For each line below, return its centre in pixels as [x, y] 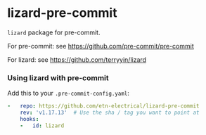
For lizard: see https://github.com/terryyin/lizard [77, 59]
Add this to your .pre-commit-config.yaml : [69, 94]
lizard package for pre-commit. [54, 32]
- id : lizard [42, 126]
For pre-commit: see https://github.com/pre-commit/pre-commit [101, 46]
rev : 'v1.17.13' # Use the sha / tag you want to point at [110, 113]
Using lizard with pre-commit [58, 77]
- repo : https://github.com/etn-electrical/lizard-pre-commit [103, 106]
